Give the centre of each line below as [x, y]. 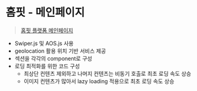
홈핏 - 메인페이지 [45, 12]
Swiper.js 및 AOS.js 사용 [44, 43]
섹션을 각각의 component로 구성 [53, 58]
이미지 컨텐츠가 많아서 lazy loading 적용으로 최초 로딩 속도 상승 [99, 81]
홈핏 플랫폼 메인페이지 [47, 30]
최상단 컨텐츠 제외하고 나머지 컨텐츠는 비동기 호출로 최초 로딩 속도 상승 [107, 73]
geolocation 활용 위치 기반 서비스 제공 [60, 51]
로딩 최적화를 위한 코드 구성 [47, 66]
